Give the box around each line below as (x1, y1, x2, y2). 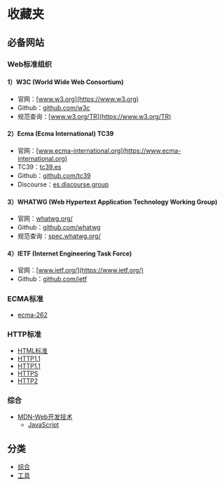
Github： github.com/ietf (17, 275, 87, 284)
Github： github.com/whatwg (17, 223, 101, 232)
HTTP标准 (7, 329, 42, 339)
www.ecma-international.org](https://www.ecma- (38, 146, 181, 155)
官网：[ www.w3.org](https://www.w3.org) (17, 95, 139, 103)
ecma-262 (17, 310, 48, 319)
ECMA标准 (7, 294, 44, 304)
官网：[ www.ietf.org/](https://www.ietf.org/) (17, 266, 144, 275)
